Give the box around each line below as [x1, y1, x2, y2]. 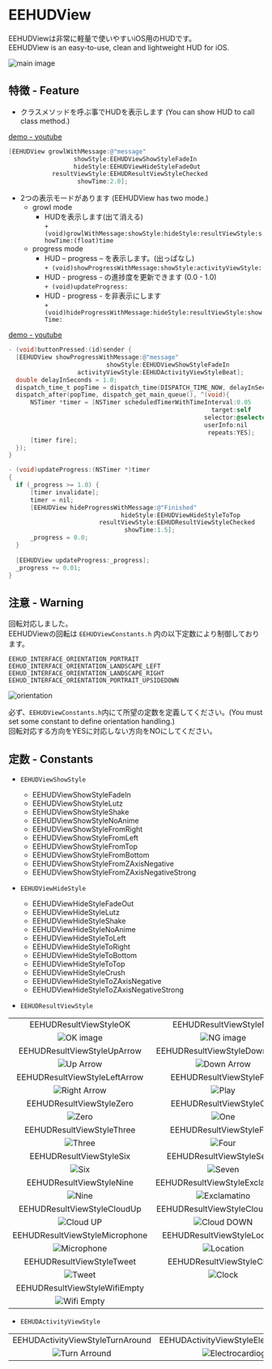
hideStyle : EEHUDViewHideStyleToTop [120, 511, 241, 520]
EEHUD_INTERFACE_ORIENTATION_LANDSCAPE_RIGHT [8, 670, 164, 678]
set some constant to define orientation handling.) [8, 717, 176, 726]
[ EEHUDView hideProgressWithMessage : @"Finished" [29, 503, 198, 511]
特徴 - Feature [8, 83, 79, 98]
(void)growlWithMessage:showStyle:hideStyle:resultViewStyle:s [44, 229, 262, 238]
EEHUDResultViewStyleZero [26, 1098, 134, 1109]
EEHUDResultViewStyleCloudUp [19, 1204, 142, 1214]
